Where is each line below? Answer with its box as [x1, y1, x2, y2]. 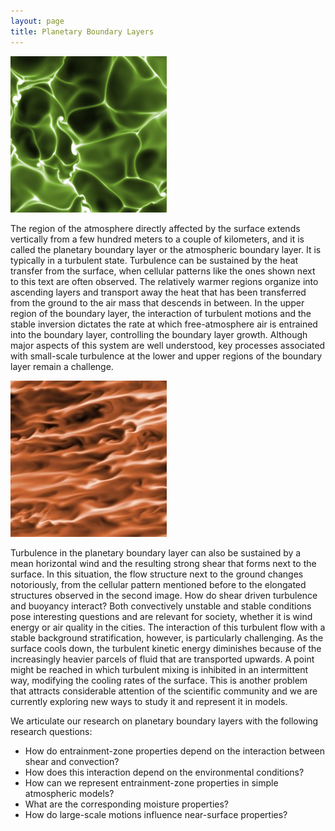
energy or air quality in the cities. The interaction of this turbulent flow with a [10, 621, 326, 633]
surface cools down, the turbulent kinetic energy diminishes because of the [10, 642, 322, 654]
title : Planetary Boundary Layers [10, 26, 155, 37]
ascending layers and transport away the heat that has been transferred [10, 286, 307, 298]
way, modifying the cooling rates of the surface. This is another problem [10, 674, 308, 686]
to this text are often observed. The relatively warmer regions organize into [10, 275, 319, 287]
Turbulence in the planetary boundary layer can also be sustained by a [10, 546, 302, 559]
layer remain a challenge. [10, 360, 114, 372]
